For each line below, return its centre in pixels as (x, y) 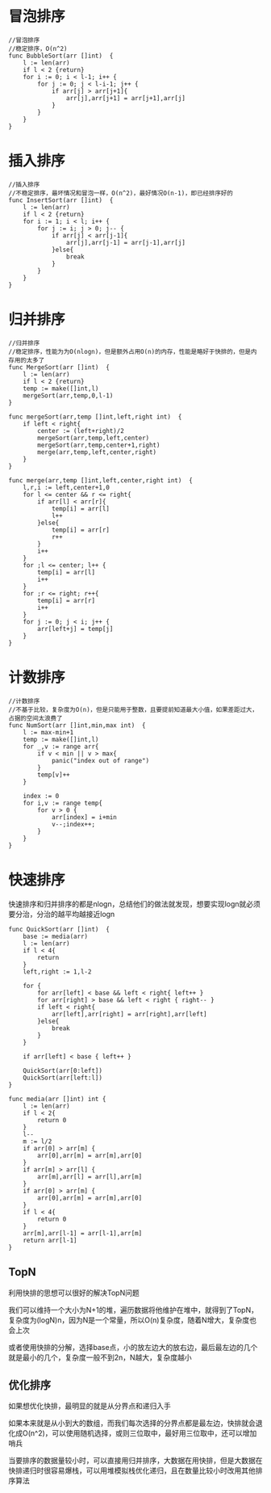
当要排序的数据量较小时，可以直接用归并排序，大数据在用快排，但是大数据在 (135, 1461)
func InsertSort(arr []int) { (61, 200)
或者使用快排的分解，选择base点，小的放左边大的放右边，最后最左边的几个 (133, 1347)
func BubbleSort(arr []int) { (61, 56)
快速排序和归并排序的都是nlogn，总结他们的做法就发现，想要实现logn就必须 (134, 904)
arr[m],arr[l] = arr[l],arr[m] (90, 1176)
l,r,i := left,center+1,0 (67, 487)
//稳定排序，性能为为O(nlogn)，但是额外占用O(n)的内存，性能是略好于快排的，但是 (130, 351)
